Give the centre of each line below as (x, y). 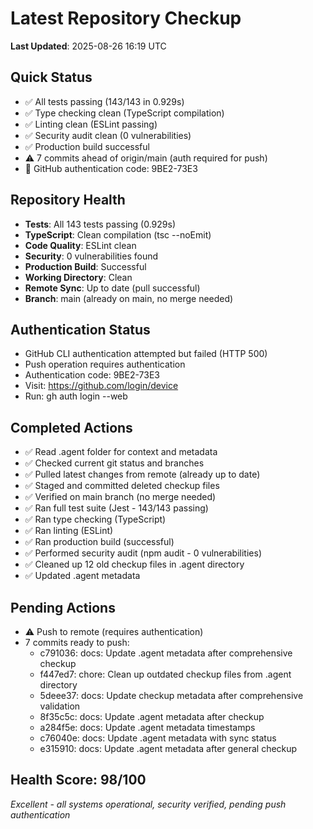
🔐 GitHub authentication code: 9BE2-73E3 (111, 168)
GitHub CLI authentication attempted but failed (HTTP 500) (146, 354)
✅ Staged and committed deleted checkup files (122, 486)
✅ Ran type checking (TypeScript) (95, 519)
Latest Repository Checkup (126, 18)
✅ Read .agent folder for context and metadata (121, 452)
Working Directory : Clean (78, 277)
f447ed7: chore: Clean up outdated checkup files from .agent (165, 674)
